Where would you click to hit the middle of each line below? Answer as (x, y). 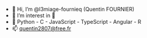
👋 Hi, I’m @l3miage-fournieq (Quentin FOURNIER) (73, 9)
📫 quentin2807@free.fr (41, 28)
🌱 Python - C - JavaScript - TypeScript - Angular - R (76, 22)
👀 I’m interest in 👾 (34, 15)
